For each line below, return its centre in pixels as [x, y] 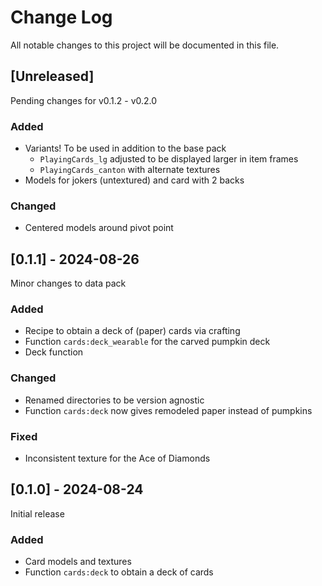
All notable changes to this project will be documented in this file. [145, 45]
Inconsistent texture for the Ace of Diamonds [117, 458]
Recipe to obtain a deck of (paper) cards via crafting [132, 331]
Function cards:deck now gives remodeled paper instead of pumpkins [168, 410]
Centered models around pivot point [99, 228]
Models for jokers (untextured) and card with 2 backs [134, 180]
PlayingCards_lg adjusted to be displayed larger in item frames [169, 159]
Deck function [54, 352]
